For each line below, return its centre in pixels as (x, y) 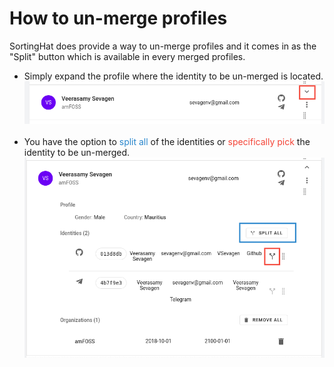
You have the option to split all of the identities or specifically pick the (167, 141)
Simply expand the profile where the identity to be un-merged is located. (173, 76)
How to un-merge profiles (118, 18)
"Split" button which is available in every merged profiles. (127, 56)
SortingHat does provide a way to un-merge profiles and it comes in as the (163, 46)
